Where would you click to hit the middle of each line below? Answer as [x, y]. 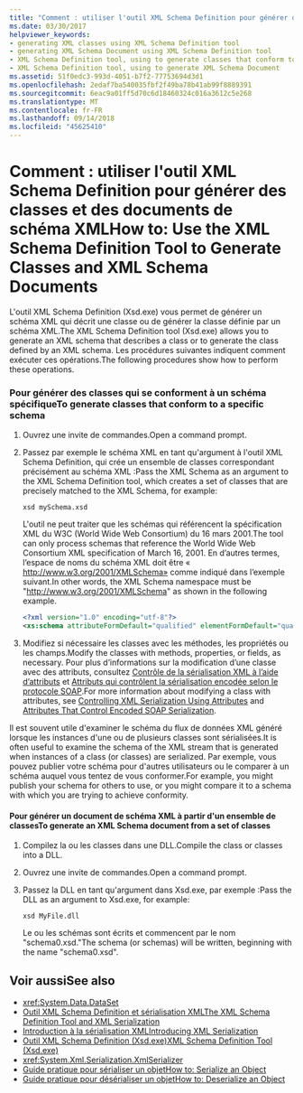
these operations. [42, 369]
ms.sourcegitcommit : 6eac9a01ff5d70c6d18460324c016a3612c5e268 [131, 93]
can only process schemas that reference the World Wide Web [139, 544]
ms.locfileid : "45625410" [58, 127]
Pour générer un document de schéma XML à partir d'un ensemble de [143, 816]
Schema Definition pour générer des [148, 191]
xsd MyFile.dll [51, 916]
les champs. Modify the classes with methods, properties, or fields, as [151, 652]
